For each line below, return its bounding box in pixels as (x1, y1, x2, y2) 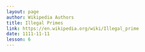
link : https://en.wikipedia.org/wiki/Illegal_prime (6, 25, 139, 32)
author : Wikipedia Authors (6, 14, 74, 20)
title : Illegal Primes (6, 20, 63, 26)
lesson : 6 (6, 36, 31, 42)
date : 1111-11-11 (6, 31, 50, 37)
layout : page (6, 8, 39, 15)
